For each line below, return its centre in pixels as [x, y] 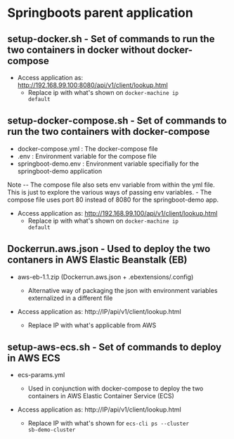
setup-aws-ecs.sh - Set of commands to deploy [115, 347]
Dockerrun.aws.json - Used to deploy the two [109, 249]
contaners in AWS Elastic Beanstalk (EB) [97, 260]
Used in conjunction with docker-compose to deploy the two [116, 388]
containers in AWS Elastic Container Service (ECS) [101, 396]
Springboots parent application [100, 13]
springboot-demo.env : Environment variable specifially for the [108, 164]
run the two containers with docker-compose [109, 132]
